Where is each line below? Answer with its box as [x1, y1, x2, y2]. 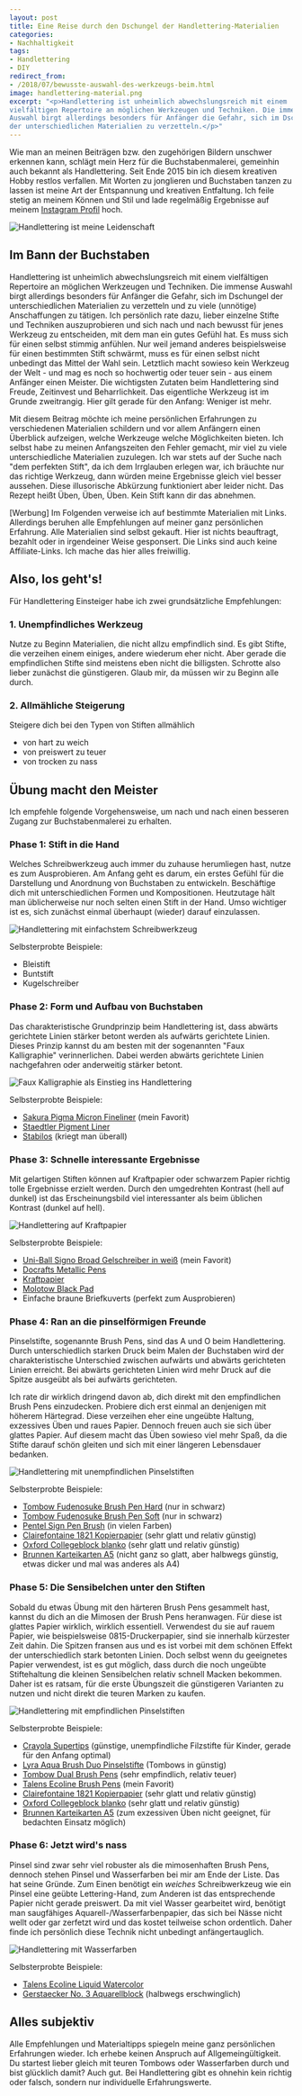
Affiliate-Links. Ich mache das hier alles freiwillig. [9, 546, 191, 556]
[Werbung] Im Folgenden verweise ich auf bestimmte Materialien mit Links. [9, 507, 288, 518]
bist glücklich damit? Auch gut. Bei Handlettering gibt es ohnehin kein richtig [9, 2067, 292, 2078]
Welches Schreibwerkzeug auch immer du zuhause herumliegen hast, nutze [9, 859, 291, 870]
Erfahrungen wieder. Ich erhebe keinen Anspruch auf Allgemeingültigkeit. [9, 2047, 281, 2058]
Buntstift [22, 969, 54, 980]
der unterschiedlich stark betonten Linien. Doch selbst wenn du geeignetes [9, 1649, 288, 1660]
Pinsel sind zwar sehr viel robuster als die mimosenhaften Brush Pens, [9, 1859, 270, 1870]
